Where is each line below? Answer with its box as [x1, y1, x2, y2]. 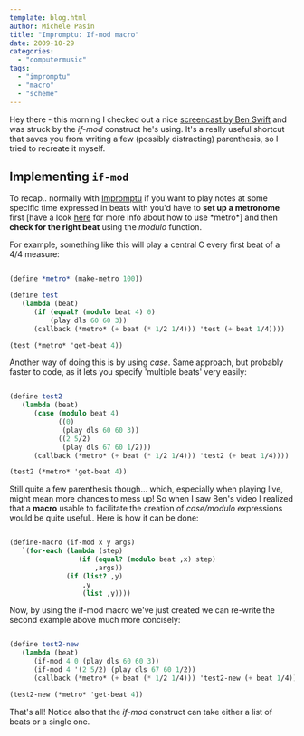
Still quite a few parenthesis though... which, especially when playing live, [9, 483, 283, 494]
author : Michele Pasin [9, 22, 95, 31]
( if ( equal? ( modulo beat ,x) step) [78, 555, 217, 564]
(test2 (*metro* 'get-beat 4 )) [9, 467, 128, 476]
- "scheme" [17, 89, 59, 98]
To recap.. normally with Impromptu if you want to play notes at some [9, 193, 269, 204]
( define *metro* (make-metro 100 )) [9, 274, 144, 283]
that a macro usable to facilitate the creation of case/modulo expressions [9, 503, 283, 514]
